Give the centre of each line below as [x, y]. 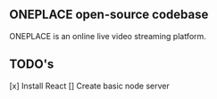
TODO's [32, 65]
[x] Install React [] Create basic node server [89, 86]
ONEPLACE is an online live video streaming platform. [108, 36]
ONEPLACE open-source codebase [109, 15]
